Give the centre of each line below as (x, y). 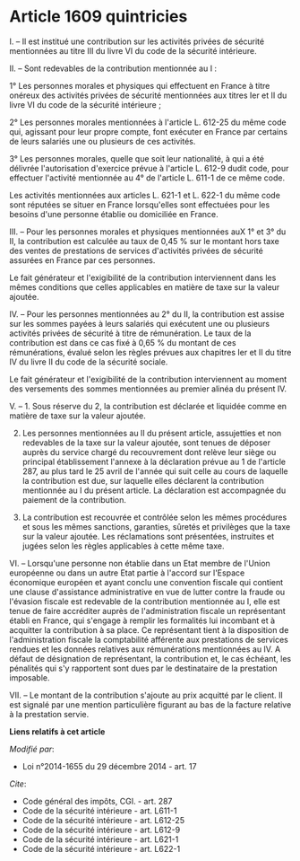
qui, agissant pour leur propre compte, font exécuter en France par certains (149, 131)
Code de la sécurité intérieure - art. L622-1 (101, 848)
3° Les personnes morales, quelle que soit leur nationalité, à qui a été (137, 158)
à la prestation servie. (49, 714)
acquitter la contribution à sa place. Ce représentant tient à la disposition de (149, 629)
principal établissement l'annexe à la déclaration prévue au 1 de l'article (154, 461)
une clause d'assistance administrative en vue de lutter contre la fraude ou (147, 592)
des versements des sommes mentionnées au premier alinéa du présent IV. (148, 389)
